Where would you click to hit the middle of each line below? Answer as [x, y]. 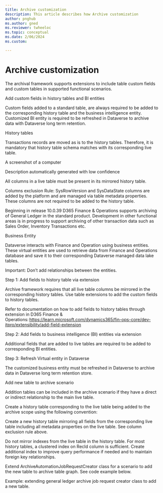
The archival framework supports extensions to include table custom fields [80, 83]
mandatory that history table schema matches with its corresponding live [78, 147]
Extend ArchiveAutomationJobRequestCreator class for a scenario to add [79, 466]
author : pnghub [20, 19]
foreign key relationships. [31, 457]
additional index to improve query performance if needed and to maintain [79, 451]
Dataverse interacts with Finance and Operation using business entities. [77, 245]
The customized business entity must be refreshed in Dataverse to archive [80, 368]
